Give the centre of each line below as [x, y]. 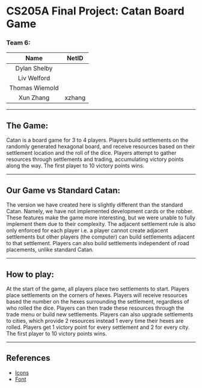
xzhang [75, 98]
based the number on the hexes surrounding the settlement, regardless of [98, 301]
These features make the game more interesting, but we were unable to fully [101, 217]
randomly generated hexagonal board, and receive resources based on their [101, 146]
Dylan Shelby [34, 69]
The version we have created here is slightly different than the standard [95, 205]
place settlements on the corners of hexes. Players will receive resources [97, 295]
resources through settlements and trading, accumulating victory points [95, 159]
